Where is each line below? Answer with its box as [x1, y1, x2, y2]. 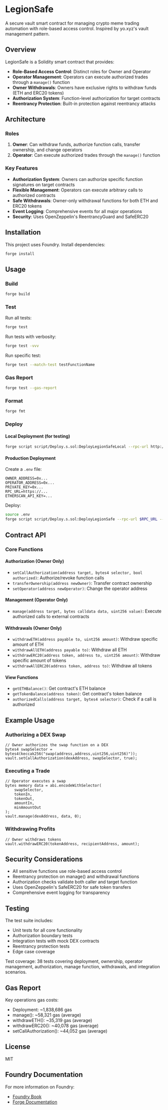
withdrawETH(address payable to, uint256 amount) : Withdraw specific [12, 636, 158, 642]
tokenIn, [14, 792, 32, 797]
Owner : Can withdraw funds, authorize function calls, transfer [12, 142, 140, 148]
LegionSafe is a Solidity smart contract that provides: [5, 59, 114, 65]
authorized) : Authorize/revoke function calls [12, 574, 104, 581]
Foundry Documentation [5, 1070, 83, 1079]
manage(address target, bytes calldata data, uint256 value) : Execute [12, 608, 161, 614]
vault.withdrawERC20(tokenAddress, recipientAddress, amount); [5, 841, 140, 846]
